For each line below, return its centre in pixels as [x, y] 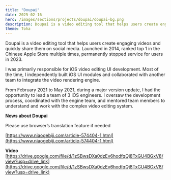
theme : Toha [18, 29]
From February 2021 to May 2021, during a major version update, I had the [83, 90]
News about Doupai [26, 116]
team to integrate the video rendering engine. [53, 80]
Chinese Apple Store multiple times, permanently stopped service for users [84, 54]
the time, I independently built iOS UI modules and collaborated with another [85, 75]
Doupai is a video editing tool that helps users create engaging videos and [83, 43]
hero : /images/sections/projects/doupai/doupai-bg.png [65, 19]
